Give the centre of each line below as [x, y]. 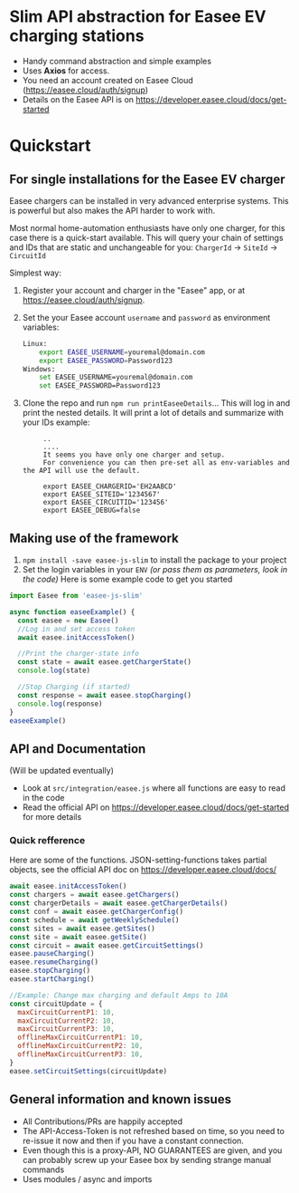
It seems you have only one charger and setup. [134, 455]
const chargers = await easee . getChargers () [94, 895]
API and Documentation [78, 749]
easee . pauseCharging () [52, 954]
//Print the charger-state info [79, 654]
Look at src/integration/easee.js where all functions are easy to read [154, 788]
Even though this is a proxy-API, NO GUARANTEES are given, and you [152, 1150]
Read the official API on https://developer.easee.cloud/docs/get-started [156, 807]
